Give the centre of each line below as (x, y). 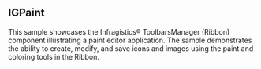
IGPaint (26, 13)
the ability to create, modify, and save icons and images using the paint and (131, 48)
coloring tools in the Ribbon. (54, 56)
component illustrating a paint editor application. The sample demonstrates (130, 40)
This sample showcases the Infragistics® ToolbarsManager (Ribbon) (119, 31)
